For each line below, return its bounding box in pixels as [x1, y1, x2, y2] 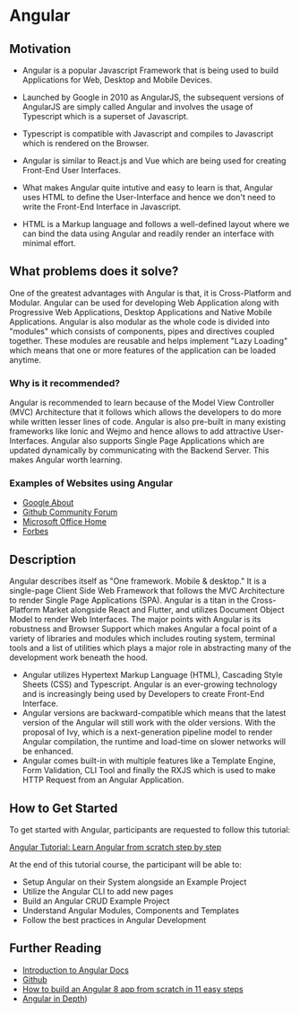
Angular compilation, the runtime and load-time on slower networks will [21, 736, 287, 747]
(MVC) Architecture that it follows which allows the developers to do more [9, 407, 282, 418]
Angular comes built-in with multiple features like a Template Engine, [21, 755, 276, 766]
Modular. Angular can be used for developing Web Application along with [9, 297, 279, 308]
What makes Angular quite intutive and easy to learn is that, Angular [21, 182, 273, 193]
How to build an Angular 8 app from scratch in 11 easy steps [21, 983, 244, 994]
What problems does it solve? [9, 264, 179, 279]
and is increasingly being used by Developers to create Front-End [21, 689, 265, 700]
